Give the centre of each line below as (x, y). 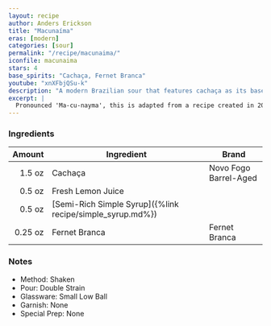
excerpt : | (27, 98)
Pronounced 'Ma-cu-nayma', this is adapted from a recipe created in (135, 105)
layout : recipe (34, 16)
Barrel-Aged (233, 178)
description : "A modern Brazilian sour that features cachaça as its (128, 91)
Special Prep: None (52, 313)
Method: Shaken (47, 279)
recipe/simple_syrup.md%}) (104, 214)
